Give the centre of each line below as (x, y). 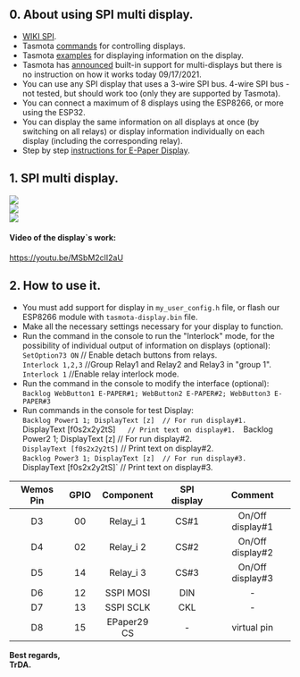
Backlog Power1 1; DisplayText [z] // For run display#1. (134, 420)
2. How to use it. (55, 286)
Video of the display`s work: (62, 238)
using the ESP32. (54, 112)
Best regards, (35, 655)
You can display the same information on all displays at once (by (141, 122)
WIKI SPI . (39, 36)
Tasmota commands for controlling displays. (104, 46)
